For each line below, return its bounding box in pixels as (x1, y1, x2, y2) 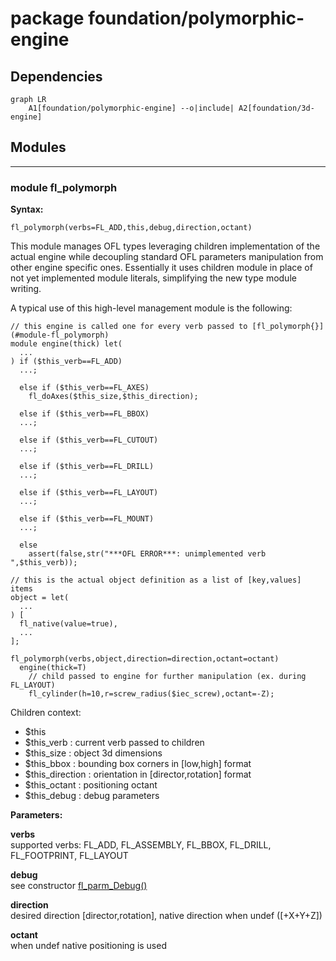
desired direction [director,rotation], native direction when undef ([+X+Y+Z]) (10, 910, 323, 922)
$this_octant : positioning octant (24, 779, 158, 791)
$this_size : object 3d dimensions (24, 747, 163, 759)
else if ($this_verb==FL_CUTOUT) (19, 435, 159, 446)
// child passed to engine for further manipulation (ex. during (28, 672, 307, 682)
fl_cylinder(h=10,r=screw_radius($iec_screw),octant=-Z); (28, 689, 275, 699)
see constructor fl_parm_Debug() (10, 880, 148, 892)
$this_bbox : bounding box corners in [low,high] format (24, 758, 252, 770)
